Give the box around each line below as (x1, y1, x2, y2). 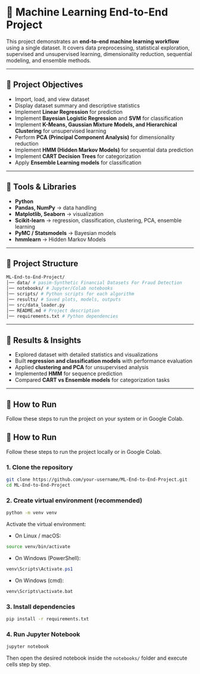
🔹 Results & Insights (6, 335, 82, 345)
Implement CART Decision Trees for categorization (14, 152, 141, 160)
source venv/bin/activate (6, 544, 70, 550)
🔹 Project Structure (6, 258, 79, 268)
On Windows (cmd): (14, 577, 64, 584)
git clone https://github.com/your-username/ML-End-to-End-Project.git (6, 477, 187, 483)
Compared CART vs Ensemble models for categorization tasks (14, 376, 170, 384)
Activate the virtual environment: (6, 521, 86, 528)
